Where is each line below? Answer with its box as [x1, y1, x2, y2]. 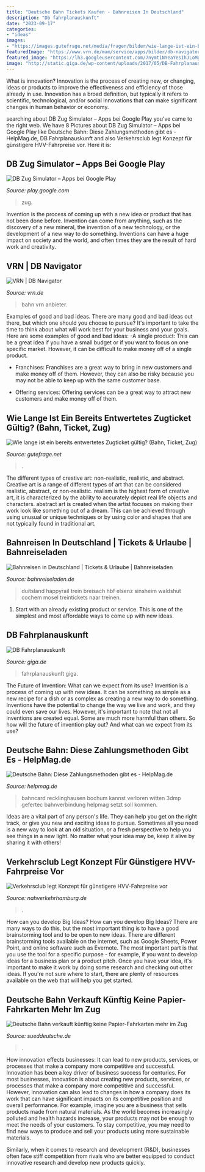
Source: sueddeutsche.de [6, 1032, 71, 1039]
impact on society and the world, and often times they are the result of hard [6, 236, 196, 244]
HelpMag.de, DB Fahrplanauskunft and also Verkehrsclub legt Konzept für [6, 134, 192, 142]
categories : [6, 26, 37, 32]
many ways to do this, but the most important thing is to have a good [6, 924, 179, 932]
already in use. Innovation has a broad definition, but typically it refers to [6, 90, 189, 97]
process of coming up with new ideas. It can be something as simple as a [6, 688, 191, 695]
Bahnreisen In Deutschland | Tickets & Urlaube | [6, 537, 192, 548]
